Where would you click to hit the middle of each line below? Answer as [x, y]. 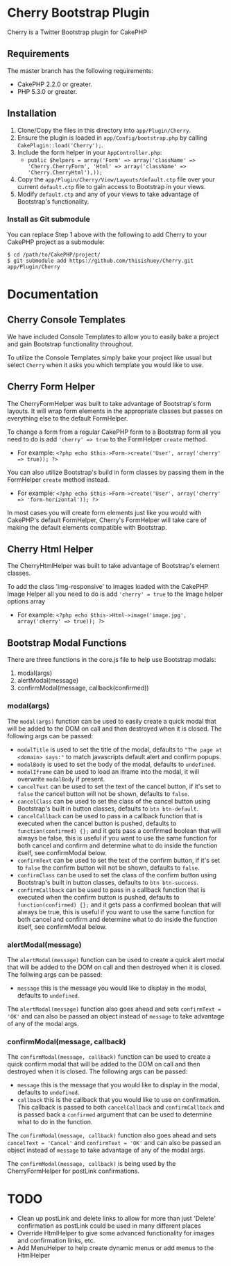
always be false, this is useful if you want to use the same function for [117, 838]
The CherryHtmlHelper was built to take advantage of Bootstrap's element [113, 566]
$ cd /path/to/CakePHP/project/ [54, 254]
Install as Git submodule [49, 219]
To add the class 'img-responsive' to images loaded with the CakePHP [108, 587]
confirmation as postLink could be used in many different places [109, 1226]
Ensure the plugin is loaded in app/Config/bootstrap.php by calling [112, 138]
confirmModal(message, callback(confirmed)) [83, 688]
